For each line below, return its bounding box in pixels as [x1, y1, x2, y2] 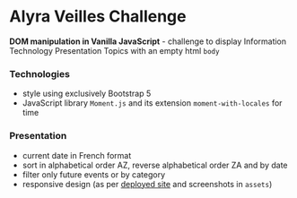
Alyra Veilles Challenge [9, 6, 187, 27]
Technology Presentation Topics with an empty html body [9, 45, 220, 56]
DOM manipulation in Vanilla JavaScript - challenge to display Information [9, 36, 287, 47]
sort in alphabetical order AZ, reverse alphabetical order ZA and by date [22, 159, 288, 170]
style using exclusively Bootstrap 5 [22, 88, 152, 99]
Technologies [9, 67, 70, 80]
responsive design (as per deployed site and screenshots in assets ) [22, 178, 273, 189]
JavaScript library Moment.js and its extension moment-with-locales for [22, 98, 283, 108]
